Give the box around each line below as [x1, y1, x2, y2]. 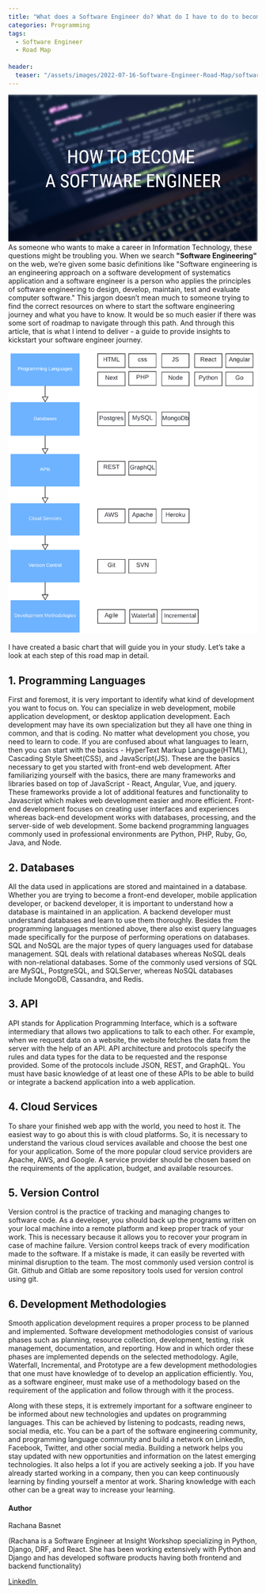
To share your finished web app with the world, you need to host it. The [8, 1121, 241, 1131]
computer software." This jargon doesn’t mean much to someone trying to [8, 293, 249, 302]
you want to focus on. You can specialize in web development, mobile [8, 703, 236, 713]
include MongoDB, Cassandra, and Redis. [8, 974, 144, 983]
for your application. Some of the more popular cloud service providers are [8, 1146, 253, 1156]
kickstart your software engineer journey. [8, 335, 143, 344]
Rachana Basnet [8, 1521, 62, 1530]
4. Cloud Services [8, 1101, 98, 1114]
